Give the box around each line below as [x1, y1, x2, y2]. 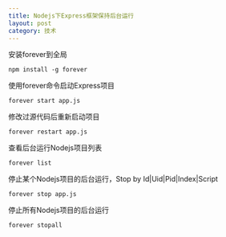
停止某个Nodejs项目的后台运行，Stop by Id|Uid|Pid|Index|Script [8, 174, 219, 184]
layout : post [8, 19, 52, 27]
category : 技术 [8, 27, 57, 35]
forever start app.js [8, 97, 81, 105]
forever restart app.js [8, 128, 88, 137]
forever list [8, 159, 52, 167]
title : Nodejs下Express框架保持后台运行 [8, 11, 135, 20]
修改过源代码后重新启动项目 [8, 112, 100, 121]
